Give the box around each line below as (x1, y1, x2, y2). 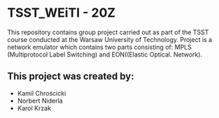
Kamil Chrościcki (17, 89, 66, 97)
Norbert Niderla (17, 96, 63, 105)
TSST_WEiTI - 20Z (7, 5, 116, 21)
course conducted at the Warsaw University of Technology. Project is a (7, 35, 212, 43)
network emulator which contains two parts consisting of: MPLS (7, 43, 192, 51)
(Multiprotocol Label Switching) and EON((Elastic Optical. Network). (7, 50, 203, 59)
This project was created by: (7, 71, 134, 82)
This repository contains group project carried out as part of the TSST (7, 28, 209, 36)
